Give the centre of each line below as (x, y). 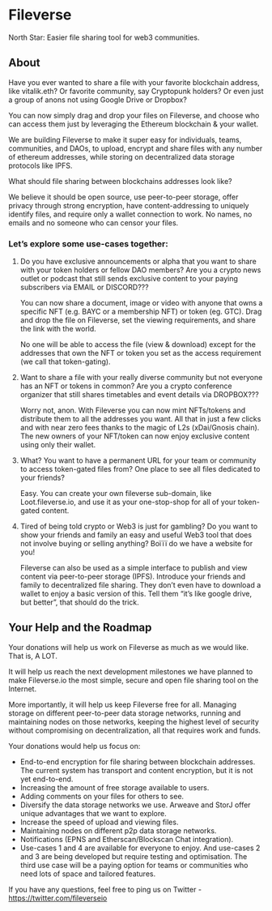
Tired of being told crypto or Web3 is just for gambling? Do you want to (139, 526)
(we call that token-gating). (65, 361)
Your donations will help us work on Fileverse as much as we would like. (129, 647)
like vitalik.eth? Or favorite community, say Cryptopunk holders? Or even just (136, 91)
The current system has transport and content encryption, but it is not (136, 770)
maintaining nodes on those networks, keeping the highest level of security (134, 721)
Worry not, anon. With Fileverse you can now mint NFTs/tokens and (133, 410)
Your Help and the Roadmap (80, 628)
